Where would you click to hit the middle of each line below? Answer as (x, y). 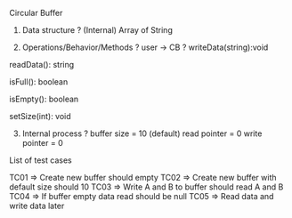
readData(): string (42, 65)
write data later (37, 206)
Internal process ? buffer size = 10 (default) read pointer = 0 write (142, 133)
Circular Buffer (36, 13)
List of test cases (41, 160)
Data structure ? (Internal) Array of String (97, 30)
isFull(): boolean (39, 82)
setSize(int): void (40, 116)
